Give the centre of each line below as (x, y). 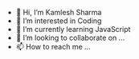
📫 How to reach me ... (53, 47)
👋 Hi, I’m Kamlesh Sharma (59, 12)
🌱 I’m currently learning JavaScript (73, 29)
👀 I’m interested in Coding (59, 21)
